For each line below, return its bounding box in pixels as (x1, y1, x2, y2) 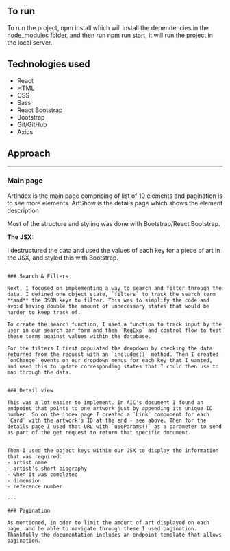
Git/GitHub (16, 120, 47, 128)
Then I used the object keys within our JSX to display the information (7, 447, 219, 454)
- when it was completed (7, 471, 78, 478)
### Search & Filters (7, 273, 69, 280)
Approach (7, 148, 51, 159)
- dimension (7, 477, 41, 484)
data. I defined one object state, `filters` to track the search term (7, 291, 216, 297)
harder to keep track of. (7, 308, 81, 315)
